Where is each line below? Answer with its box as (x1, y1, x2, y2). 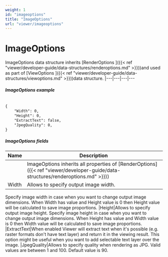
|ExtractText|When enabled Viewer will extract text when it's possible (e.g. (5, 226, 158, 232)
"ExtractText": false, (14, 118, 61, 123)
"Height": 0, (14, 113, 41, 118)
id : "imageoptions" (5, 12, 46, 17)
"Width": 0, (14, 109, 39, 114)
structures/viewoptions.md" (5, 76, 62, 82)
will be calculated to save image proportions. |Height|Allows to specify (5, 205, 150, 211)
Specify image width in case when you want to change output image (5, 194, 146, 200)
